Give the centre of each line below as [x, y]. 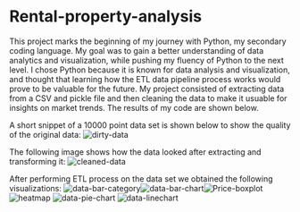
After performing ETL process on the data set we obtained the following [142, 178]
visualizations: [36, 188]
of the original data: [46, 134]
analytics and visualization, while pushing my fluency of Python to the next [146, 60]
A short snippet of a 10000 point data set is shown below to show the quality [150, 125]
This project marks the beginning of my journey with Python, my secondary [148, 41]
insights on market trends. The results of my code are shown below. [134, 107]
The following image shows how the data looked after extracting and [135, 152]
